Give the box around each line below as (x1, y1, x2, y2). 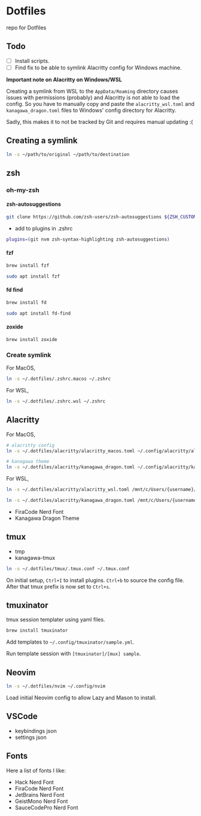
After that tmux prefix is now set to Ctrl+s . (6, 583, 111, 590)
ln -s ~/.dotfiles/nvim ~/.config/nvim (6, 683, 106, 689)
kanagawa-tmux (14, 554, 56, 561)
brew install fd (6, 299, 47, 306)
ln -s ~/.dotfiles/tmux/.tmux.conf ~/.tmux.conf (6, 565, 130, 572)
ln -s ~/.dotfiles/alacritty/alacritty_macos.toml (6, 447, 135, 454)
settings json (14, 733, 47, 741)
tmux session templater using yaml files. (6, 616, 106, 623)
